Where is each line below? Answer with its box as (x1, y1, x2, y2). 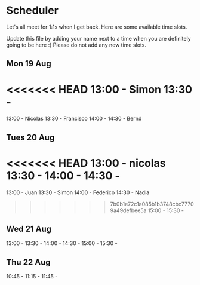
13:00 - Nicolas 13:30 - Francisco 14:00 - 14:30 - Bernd (6, 115, 142, 122)
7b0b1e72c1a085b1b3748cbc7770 (110, 200, 194, 207)
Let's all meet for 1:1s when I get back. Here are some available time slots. (6, 23, 187, 30)
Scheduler (6, 4, 59, 17)
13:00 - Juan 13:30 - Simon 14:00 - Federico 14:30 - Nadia (6, 189, 150, 196)
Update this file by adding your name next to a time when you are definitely (6, 35, 191, 42)
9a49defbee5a (110, 207, 147, 214)
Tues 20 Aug (6, 132, 55, 142)
